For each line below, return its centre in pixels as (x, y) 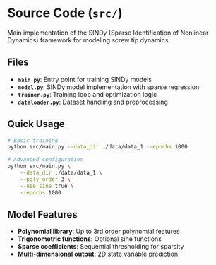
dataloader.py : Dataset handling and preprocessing (92, 102)
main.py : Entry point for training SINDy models (84, 79)
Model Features (42, 214)
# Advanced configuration (45, 160)
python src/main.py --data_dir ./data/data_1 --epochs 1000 (98, 147)
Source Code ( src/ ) (65, 13)
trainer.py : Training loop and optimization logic (87, 94)
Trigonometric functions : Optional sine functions (90, 239)
